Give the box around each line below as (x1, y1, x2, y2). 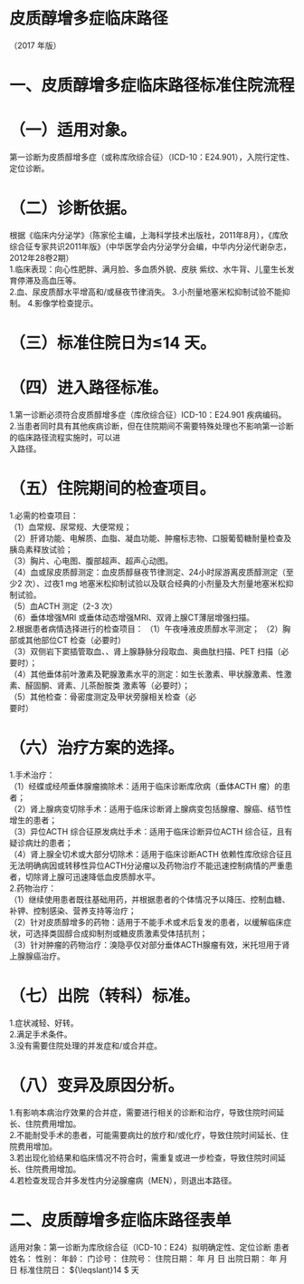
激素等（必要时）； (121, 681, 190, 691)
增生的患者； (9, 815, 57, 825)
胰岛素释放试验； (9, 545, 73, 555)
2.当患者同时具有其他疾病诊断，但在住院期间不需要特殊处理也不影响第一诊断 (9, 420, 294, 431)
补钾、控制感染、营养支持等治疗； (9, 905, 137, 916)
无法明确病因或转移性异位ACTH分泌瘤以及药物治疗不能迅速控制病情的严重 (9, 860, 285, 871)
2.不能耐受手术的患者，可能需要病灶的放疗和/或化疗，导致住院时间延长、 (9, 1129, 281, 1140)
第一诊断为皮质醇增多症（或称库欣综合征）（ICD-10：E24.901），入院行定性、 (9, 151, 295, 163)
